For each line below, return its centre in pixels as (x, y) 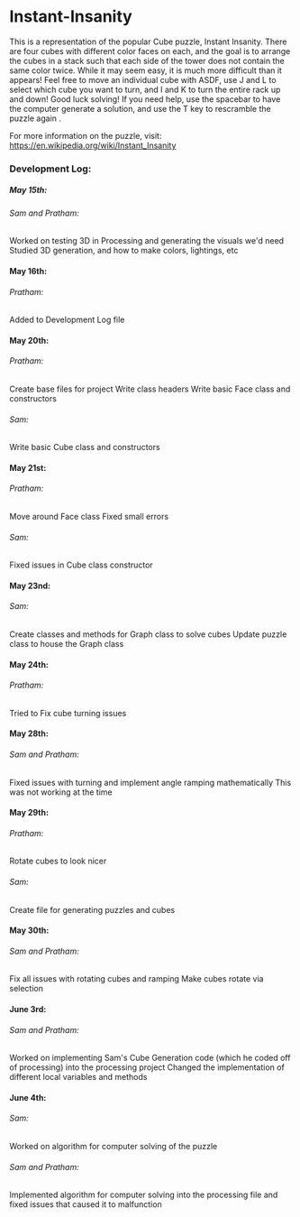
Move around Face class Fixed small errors (89, 517)
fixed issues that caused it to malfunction (86, 1204)
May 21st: (28, 467)
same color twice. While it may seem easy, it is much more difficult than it (145, 70)
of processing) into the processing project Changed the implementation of (147, 1067)
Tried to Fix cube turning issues (68, 713)
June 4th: (28, 1097)
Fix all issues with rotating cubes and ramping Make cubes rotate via (136, 979)
